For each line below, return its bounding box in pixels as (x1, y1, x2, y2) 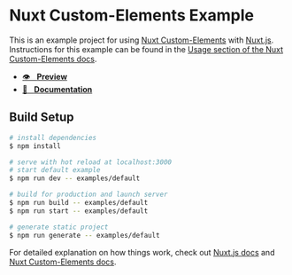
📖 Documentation (21, 83, 93, 94)
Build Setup (9, 110, 74, 125)
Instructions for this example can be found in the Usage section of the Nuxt (9, 43, 284, 54)
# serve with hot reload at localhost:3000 (9, 157, 173, 167)
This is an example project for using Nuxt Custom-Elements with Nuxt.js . (9, 35, 274, 45)
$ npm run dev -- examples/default (9, 174, 141, 183)
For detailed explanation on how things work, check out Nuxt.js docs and (9, 247, 275, 257)
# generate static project (9, 223, 109, 232)
